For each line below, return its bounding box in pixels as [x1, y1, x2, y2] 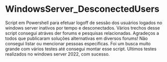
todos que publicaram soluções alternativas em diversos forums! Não [5, 35, 148, 41]
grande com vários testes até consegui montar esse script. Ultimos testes [5, 46, 157, 52]
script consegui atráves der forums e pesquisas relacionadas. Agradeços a [5, 30, 160, 36]
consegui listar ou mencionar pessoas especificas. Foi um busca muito [5, 40, 151, 46]
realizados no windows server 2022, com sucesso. [5, 51, 110, 57]
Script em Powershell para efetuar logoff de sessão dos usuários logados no [5, 20, 163, 26]
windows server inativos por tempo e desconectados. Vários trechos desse [5, 25, 161, 31]
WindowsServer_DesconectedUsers [5, 3, 160, 15]
